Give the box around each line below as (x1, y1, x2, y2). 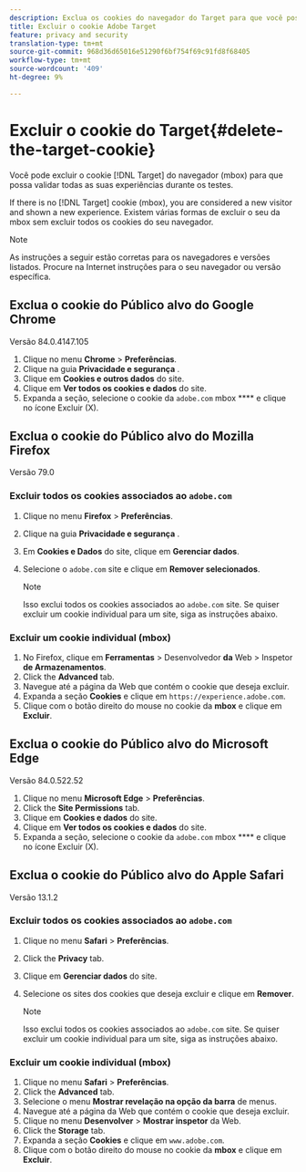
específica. (9, 271, 52, 282)
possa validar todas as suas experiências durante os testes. (9, 179, 234, 190)
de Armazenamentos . (22, 661, 107, 672)
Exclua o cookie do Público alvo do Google (9, 297, 254, 313)
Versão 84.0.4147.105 (9, 336, 89, 347)
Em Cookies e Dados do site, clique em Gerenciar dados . (22, 545, 240, 556)
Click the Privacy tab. (22, 952, 105, 963)
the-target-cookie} (9, 139, 157, 160)
